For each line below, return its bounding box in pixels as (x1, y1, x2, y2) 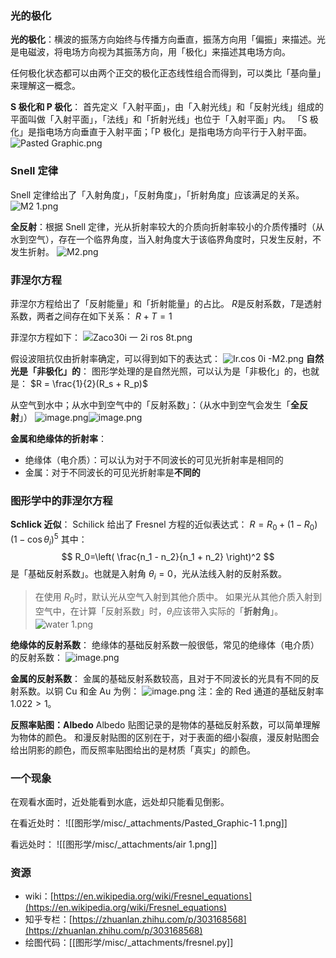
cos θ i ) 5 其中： (27, 531, 88, 547)
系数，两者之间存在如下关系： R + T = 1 (10, 310, 173, 322)
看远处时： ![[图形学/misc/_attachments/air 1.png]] (10, 838, 218, 851)
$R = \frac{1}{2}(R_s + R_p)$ (29, 377, 148, 389)
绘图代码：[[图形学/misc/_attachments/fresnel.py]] (24, 937, 234, 949)
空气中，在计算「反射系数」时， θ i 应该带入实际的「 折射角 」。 (34, 605, 284, 619)
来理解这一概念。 (10, 80, 81, 92)
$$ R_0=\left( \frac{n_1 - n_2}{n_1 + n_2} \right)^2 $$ (61, 551, 275, 563)
